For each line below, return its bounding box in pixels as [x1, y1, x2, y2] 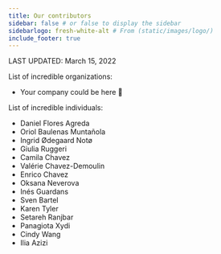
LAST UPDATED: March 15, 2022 [8, 56, 117, 66]
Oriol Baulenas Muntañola [19, 127, 106, 137]
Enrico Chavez [19, 170, 69, 179]
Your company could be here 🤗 [19, 88, 123, 97]
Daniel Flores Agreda [19, 118, 90, 129]
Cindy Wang [19, 230, 61, 240]
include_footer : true [8, 34, 81, 43]
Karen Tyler [19, 204, 59, 214]
